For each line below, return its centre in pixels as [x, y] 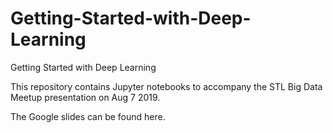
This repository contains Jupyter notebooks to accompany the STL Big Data [166, 86]
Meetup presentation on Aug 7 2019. [85, 97]
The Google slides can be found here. [88, 116]
